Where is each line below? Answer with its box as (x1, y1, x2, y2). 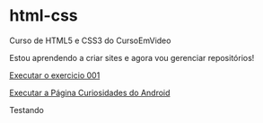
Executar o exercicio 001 (9, 69, 101, 81)
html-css (9, 5, 78, 26)
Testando (9, 104, 45, 115)
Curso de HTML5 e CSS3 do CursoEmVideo (9, 35, 171, 46)
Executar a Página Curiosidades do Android (9, 87, 171, 98)
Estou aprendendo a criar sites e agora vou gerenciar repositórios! (9, 52, 255, 63)
